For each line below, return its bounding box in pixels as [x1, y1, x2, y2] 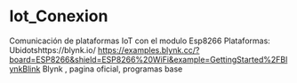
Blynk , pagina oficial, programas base [42, 64, 183, 74]
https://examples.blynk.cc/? [97, 44, 200, 55]
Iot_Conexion [9, 6, 108, 26]
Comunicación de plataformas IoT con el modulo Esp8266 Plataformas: [9, 35, 271, 46]
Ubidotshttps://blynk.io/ [9, 44, 96, 55]
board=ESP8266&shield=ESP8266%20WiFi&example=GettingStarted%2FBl [9, 54, 288, 64]
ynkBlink [9, 64, 41, 74]
